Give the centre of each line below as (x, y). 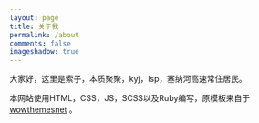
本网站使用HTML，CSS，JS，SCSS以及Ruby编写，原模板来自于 (130, 98)
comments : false (40, 43)
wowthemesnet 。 (43, 109)
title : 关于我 (34, 26)
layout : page (34, 18)
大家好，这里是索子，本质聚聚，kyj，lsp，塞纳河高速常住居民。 (129, 79)
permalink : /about (44, 35)
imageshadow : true (44, 52)
